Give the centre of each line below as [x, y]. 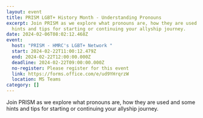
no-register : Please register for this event [71, 68]
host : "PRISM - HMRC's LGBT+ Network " [62, 46]
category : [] [23, 85]
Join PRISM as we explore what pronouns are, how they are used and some [101, 102]
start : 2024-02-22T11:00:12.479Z [54, 51]
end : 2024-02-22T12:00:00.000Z [51, 57]
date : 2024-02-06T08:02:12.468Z [47, 34]
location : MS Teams [36, 79]
